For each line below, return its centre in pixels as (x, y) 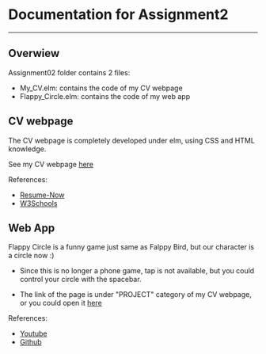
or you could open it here (61, 303)
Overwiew (34, 53)
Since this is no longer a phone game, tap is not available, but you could (137, 271)
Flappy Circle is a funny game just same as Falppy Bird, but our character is (131, 247)
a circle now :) (31, 256)
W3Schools (38, 203)
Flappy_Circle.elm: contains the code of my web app (105, 96)
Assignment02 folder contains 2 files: (69, 72)
